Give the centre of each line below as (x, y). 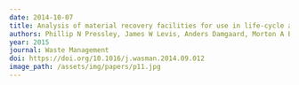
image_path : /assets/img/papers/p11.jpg (85, 67)
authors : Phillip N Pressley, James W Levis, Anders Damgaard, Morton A (147, 34)
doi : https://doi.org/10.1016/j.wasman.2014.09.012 (107, 58)
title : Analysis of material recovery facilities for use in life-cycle (147, 26)
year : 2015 (29, 42)
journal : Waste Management (59, 50)
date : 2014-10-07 (41, 17)
